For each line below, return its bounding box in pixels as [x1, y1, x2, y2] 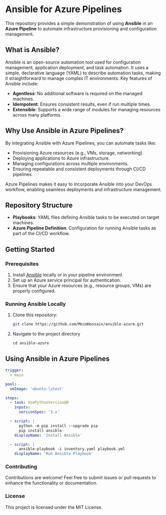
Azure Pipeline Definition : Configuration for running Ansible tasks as [12, 225, 156, 231]
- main [10, 372, 24, 378]
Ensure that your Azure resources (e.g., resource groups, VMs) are [12, 283, 151, 289]
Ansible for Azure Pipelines [5, 4, 122, 15]
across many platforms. [12, 112, 62, 118]
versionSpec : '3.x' [18, 409, 60, 415]
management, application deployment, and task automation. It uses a [5, 64, 149, 70]
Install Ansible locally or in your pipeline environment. [12, 272, 124, 278]
